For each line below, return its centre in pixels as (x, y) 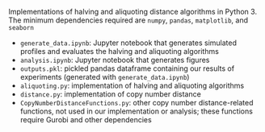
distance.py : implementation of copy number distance (111, 94)
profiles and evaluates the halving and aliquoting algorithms (120, 51)
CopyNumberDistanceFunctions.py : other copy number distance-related (137, 103)
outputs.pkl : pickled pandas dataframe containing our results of (127, 68)
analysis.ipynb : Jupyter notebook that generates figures (115, 60)
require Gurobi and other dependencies (86, 120)
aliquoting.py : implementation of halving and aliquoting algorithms (132, 85)
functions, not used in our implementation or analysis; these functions (136, 111)
